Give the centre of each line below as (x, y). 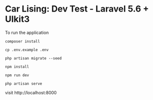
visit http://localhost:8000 (31, 92)
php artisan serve (24, 84)
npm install (17, 67)
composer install (23, 41)
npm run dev (17, 75)
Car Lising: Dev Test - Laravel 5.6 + (77, 9)
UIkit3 (17, 19)
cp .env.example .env (27, 50)
